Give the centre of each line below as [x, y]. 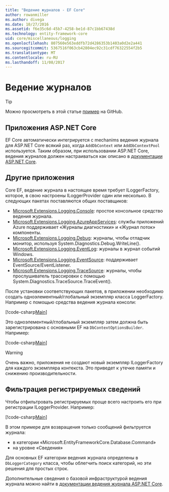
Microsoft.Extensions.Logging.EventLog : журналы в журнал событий [86, 249]
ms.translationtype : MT [31, 53]
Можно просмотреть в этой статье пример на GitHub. [64, 112]
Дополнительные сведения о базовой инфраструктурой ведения [76, 478]
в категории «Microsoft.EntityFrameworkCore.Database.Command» [84, 442]
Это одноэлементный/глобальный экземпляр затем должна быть [77, 322]
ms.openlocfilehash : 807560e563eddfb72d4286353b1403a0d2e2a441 [74, 43]
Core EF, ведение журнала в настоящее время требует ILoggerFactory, [82, 190]
